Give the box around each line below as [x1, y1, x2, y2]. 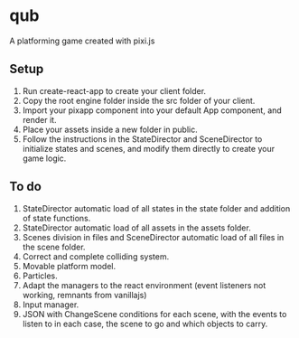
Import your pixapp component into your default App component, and [22, 105, 282, 116]
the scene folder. [22, 241, 86, 252]
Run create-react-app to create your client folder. [22, 85, 206, 96]
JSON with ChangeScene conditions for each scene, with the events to [22, 308, 287, 319]
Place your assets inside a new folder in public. [22, 124, 198, 135]
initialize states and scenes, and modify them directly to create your [22, 143, 276, 154]
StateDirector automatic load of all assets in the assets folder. [22, 222, 251, 233]
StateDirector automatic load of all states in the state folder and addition [22, 202, 291, 213]
